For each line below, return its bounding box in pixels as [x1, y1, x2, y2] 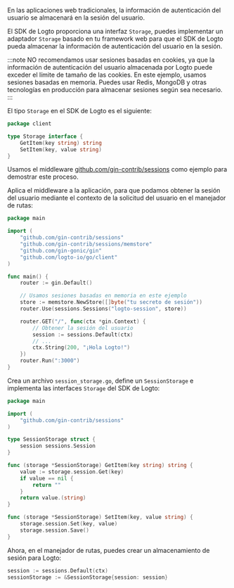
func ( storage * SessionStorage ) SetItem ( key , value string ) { [7, 513, 193, 521]
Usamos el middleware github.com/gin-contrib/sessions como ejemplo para [7, 165, 228, 174]
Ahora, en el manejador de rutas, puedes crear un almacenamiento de [7, 546, 210, 554]
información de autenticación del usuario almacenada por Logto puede [7, 63, 213, 71]
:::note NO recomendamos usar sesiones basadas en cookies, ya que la [7, 56, 215, 64]
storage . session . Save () [20, 527, 90, 534]
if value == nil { [20, 475, 74, 482]
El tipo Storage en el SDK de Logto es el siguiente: [7, 107, 152, 115]
